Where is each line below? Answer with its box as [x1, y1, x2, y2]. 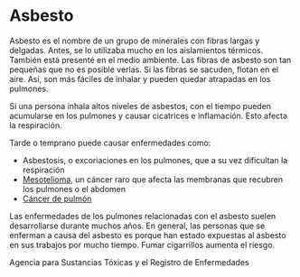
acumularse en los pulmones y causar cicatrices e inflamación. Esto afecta [9, 110, 287, 121]
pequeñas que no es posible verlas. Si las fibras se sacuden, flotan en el [9, 64, 279, 75]
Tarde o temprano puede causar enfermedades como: [9, 137, 211, 148]
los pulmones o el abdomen [22, 183, 127, 194]
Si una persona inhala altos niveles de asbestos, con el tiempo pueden [9, 100, 272, 111]
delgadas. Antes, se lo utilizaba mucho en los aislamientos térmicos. [9, 44, 264, 55]
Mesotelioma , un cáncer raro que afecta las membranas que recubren [22, 173, 283, 185]
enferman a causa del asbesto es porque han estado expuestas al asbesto [9, 229, 286, 240]
